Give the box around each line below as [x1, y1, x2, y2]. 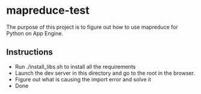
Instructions [6, 47, 53, 57]
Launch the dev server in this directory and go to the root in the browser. [14, 69, 196, 77]
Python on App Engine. [6, 29, 63, 37]
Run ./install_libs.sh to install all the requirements [14, 63, 136, 70]
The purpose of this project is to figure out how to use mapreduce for [6, 23, 179, 31]
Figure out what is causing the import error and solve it [14, 75, 152, 83]
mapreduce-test [6, 4, 90, 17]
